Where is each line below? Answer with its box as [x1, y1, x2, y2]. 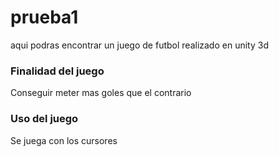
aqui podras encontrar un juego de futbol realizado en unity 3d [10, 39, 269, 51]
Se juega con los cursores [10, 134, 118, 146]
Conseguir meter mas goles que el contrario [10, 87, 192, 99]
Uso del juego [10, 112, 79, 126]
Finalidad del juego [10, 64, 105, 78]
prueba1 [10, 6, 79, 29]
